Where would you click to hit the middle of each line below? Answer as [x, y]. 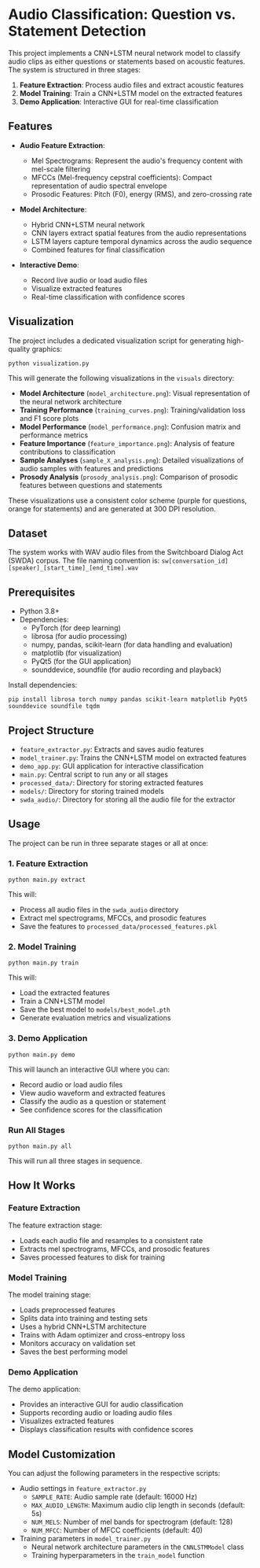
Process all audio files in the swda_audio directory [99, 909]
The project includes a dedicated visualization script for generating [117, 341]
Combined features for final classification [98, 249]
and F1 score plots [49, 418]
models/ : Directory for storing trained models [92, 791]
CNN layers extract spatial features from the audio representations [139, 233]
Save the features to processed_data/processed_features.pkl [118, 927]
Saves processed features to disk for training [92, 1257]
